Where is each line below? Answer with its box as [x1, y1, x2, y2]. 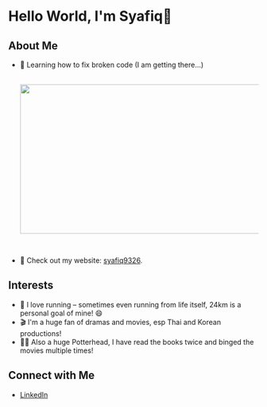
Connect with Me [8, 369, 95, 382]
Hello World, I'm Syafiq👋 [8, 7, 172, 25]
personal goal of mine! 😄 [19, 308, 103, 318]
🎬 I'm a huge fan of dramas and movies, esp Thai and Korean [19, 317, 221, 327]
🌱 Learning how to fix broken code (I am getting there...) [19, 60, 204, 69]
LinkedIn [19, 389, 48, 399]
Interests [8, 279, 54, 292]
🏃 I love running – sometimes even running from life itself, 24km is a [19, 299, 242, 309]
